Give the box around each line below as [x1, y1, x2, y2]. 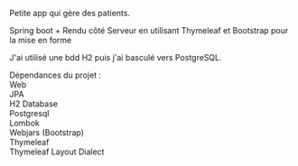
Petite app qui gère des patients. [9, 8, 131, 18]
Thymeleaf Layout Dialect [9, 146, 105, 157]
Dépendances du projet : [9, 69, 102, 80]
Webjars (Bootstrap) [9, 127, 84, 138]
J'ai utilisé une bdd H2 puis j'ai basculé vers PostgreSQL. [9, 52, 223, 62]
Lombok [9, 117, 41, 128]
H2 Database [9, 98, 59, 109]
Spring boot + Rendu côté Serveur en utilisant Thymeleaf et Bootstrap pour [9, 25, 289, 35]
